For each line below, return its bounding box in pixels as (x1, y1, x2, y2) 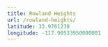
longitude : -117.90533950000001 (7, 29, 101, 37)
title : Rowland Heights (7, 10, 77, 17)
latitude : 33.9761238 (7, 23, 70, 30)
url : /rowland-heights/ (7, 17, 77, 23)
